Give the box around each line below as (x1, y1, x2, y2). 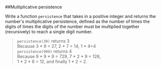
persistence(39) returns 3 (17, 38, 70, 44)
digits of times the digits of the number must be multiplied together (5, 24, 140, 29)
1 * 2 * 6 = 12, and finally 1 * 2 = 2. (17, 59, 87, 64)
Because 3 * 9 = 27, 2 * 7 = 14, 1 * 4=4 (17, 43, 96, 49)
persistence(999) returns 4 (17, 48, 72, 54)
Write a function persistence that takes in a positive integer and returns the (5, 14, 156, 19)
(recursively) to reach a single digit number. (5, 29, 93, 34)
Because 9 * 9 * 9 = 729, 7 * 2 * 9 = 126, (17, 54, 101, 59)
